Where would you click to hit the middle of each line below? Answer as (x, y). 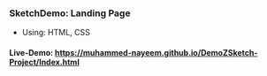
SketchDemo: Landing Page (70, 13)
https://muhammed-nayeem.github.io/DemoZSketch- (156, 52)
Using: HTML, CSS (56, 33)
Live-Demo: (31, 52)
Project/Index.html (44, 62)
